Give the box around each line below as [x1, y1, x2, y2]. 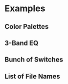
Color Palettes [4, 22, 49, 31]
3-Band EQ [4, 39, 39, 47]
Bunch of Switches [4, 56, 64, 64]
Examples [4, 3, 45, 14]
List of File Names [4, 72, 61, 81]
